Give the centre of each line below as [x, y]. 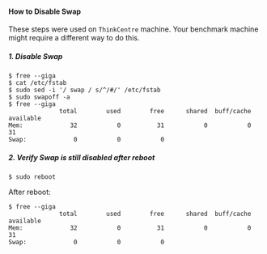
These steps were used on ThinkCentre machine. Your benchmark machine [133, 29]
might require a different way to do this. [74, 38]
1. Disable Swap [36, 56]
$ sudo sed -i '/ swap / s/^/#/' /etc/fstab [85, 90]
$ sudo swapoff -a [39, 97]
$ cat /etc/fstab [38, 83]
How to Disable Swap [45, 11]
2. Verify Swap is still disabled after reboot [82, 157]
